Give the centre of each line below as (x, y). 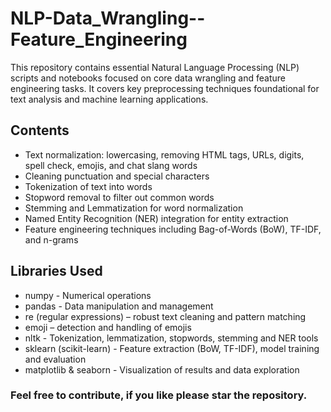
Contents (40, 130)
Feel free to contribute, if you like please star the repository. (159, 395)
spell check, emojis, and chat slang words (111, 165)
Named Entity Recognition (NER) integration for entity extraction (156, 218)
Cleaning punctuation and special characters (117, 176)
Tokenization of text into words (88, 186)
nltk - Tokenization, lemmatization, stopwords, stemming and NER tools (171, 338)
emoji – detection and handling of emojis (108, 327)
